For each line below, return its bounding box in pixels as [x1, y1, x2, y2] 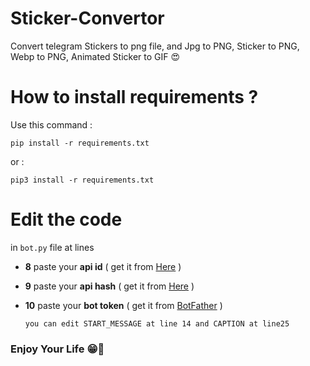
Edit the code [10, 208, 123, 231]
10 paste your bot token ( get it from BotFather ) [24, 299, 223, 311]
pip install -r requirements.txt [10, 138, 150, 148]
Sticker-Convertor [10, 7, 165, 30]
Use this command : [10, 118, 93, 131]
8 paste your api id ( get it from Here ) [24, 260, 182, 272]
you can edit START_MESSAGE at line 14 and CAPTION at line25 [24, 318, 290, 329]
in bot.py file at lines [10, 241, 95, 253]
